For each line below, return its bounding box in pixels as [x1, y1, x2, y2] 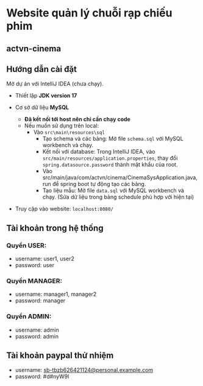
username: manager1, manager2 [15, 290, 97, 298]
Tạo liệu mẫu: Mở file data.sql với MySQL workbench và [42, 187, 185, 195]
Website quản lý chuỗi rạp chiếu [6, 6, 173, 20]
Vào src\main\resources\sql [33, 129, 105, 136]
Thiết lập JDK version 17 [15, 92, 77, 99]
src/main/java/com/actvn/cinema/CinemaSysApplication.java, [42, 174, 198, 181]
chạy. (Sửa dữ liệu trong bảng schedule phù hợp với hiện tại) [42, 193, 194, 201]
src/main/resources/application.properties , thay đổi [42, 154, 178, 162]
